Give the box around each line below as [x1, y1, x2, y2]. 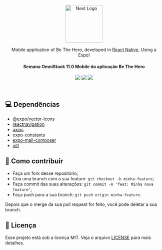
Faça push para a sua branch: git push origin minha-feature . [12, 191, 141, 197]
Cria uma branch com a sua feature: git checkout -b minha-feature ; [12, 175, 154, 181]
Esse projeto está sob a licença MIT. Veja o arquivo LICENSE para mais [5, 234, 151, 240]
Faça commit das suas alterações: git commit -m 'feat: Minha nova [12, 181, 153, 187]
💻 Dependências [5, 100, 60, 109]
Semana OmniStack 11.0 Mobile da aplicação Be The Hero [23, 63, 145, 70]
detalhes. [5, 239, 24, 245]
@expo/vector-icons [12, 116, 55, 122]
